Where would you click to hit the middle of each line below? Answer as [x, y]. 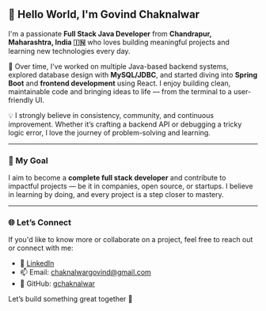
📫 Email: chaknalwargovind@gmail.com [85, 272]
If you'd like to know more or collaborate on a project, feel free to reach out [131, 240]
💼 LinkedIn [37, 264]
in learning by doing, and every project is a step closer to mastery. [116, 195]
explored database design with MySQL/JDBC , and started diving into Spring [133, 74]
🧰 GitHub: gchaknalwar [57, 284]
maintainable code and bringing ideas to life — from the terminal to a [120, 91]
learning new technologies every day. [69, 51]
